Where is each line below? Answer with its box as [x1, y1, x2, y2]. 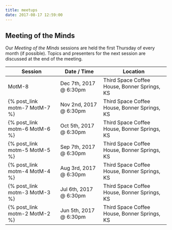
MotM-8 [8, 83, 29, 90]
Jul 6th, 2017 [60, 186, 93, 193]
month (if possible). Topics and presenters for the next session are [5, 50, 146, 56]
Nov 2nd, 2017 [60, 101, 97, 108]
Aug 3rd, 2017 [60, 165, 96, 172]
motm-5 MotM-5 [8, 147, 51, 154]
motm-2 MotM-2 [8, 210, 51, 217]
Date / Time [64, 68, 94, 75]
